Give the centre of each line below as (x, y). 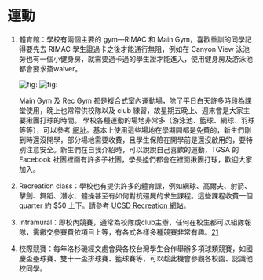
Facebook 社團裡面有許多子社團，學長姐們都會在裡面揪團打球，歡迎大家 (135, 159)
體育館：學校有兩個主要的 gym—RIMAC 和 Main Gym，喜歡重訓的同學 (131, 39)
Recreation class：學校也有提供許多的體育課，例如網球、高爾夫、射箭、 (135, 186)
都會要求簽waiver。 (50, 68)
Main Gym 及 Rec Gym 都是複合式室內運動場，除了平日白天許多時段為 (131, 100)
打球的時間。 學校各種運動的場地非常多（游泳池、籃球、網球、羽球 (147, 120)
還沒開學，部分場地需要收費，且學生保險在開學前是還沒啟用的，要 (139, 140)
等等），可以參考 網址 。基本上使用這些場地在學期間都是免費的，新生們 (131, 129)
